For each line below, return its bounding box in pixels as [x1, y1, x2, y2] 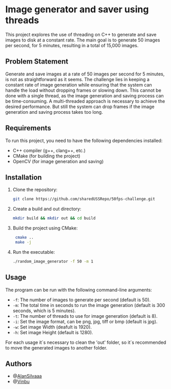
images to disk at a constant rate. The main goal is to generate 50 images [5, 37, 160, 43]
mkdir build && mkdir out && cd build [12, 216, 96, 221]
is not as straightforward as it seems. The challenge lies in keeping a [5, 76, 150, 83]
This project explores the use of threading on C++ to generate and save [5, 31, 157, 37]
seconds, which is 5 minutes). [12, 308, 76, 314]
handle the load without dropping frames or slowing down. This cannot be [5, 87, 161, 93]
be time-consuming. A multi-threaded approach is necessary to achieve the [5, 98, 165, 104]
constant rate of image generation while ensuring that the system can [5, 81, 152, 88]
